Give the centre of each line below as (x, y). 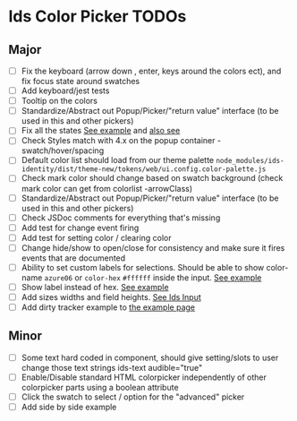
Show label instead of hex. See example (95, 287)
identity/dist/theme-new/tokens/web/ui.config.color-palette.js (144, 169)
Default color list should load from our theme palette (118, 160)
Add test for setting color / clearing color (96, 237)
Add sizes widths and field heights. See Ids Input (111, 296)
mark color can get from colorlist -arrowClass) (107, 188)
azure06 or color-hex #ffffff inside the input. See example (153, 277)
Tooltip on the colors (59, 101)
